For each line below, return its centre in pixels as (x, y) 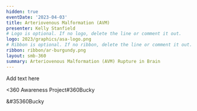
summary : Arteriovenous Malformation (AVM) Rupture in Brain (83, 61)
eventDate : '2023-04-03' (37, 17)
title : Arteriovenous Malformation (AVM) (58, 23)
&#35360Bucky (25, 101)
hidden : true (22, 12)
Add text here (23, 78)
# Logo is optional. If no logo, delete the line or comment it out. (94, 34)
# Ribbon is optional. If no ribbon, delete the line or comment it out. (99, 45)
